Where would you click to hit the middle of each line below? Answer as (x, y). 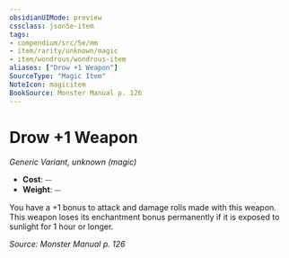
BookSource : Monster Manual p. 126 (76, 93)
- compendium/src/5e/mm (54, 43)
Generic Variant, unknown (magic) (73, 162)
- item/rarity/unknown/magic (64, 51)
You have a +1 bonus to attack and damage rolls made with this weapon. (143, 208)
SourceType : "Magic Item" (57, 76)
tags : (19, 34)
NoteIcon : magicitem (48, 85)
